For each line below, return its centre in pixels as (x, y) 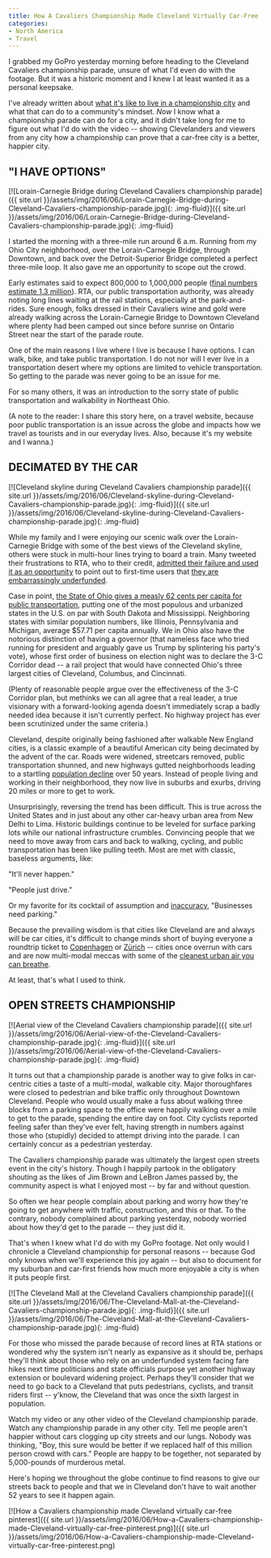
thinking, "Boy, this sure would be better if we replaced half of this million (130, 1445)
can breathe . (30, 964)
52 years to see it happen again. (62, 1495)
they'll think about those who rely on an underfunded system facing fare (129, 1360)
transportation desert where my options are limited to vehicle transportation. (135, 368)
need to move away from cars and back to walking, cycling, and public (126, 841)
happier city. (29, 146)
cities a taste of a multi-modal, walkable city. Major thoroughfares (143, 1084)
